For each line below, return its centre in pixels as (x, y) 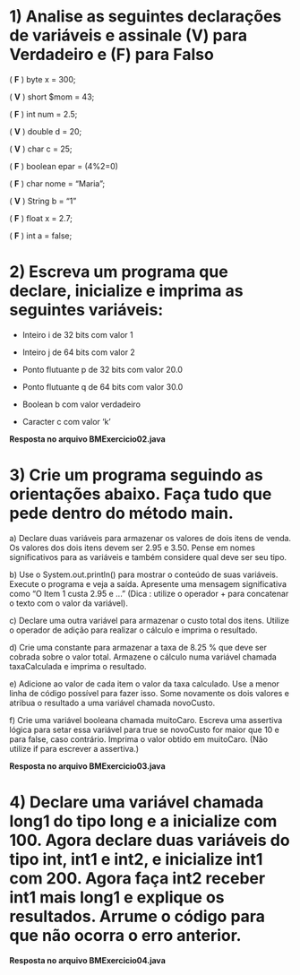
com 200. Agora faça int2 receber (137, 878)
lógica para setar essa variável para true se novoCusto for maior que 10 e (145, 729)
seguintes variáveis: (86, 310)
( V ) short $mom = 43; (52, 97)
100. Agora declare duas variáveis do (150, 841)
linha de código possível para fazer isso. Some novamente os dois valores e (149, 693)
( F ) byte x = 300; (43, 79)
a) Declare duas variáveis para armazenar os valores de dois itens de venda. (150, 538)
